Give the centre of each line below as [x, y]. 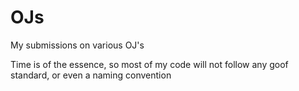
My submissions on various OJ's [77, 45]
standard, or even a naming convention [91, 75]
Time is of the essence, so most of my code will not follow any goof [149, 64]
